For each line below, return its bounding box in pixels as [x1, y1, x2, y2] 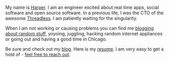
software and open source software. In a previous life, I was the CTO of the [5, 10, 164, 16]
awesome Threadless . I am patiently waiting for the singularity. [5, 15, 138, 21]
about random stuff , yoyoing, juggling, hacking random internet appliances [5, 31, 163, 36]
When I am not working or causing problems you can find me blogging [5, 25, 154, 31]
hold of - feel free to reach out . [5, 51, 71, 57]
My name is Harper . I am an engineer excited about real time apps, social [5, 5, 159, 10]
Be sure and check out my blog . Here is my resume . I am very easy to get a [5, 46, 164, 52]
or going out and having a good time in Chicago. [5, 36, 108, 42]
